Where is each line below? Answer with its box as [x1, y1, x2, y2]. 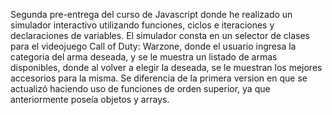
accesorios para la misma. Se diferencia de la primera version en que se [10, 72, 308, 84]
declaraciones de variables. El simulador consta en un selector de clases [10, 30, 311, 41]
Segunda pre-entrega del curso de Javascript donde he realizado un [10, 9, 293, 20]
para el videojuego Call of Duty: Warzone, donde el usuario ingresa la [10, 40, 297, 52]
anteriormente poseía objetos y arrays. [10, 94, 170, 105]
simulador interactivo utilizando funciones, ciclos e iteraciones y [10, 19, 275, 31]
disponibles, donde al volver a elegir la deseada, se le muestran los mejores [10, 62, 323, 73]
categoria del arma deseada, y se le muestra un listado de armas [10, 51, 278, 63]
